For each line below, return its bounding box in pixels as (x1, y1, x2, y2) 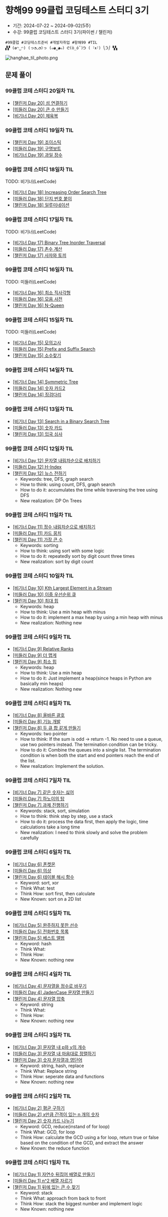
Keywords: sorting (20, 542, 58, 549)
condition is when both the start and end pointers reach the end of (20, 753, 159, 759)
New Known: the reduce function (20, 1145, 90, 1151)
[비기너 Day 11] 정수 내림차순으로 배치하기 (12, 524, 95, 530)
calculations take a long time (20, 824, 80, 830)
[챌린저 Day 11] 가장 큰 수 (12, 536, 63, 543)
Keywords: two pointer (20, 731, 68, 737)
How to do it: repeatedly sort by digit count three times (20, 553, 135, 559)
